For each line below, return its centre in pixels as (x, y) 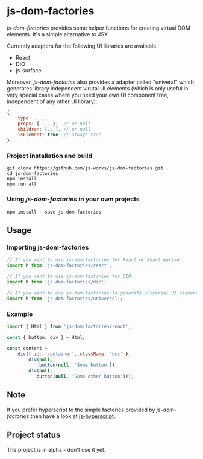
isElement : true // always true (60, 135)
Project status (34, 435)
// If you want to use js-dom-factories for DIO (69, 277)
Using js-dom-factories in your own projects (73, 199)
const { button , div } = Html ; (46, 337)
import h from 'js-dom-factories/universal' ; (65, 299)
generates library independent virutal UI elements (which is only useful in (98, 88)
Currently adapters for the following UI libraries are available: (83, 46)
